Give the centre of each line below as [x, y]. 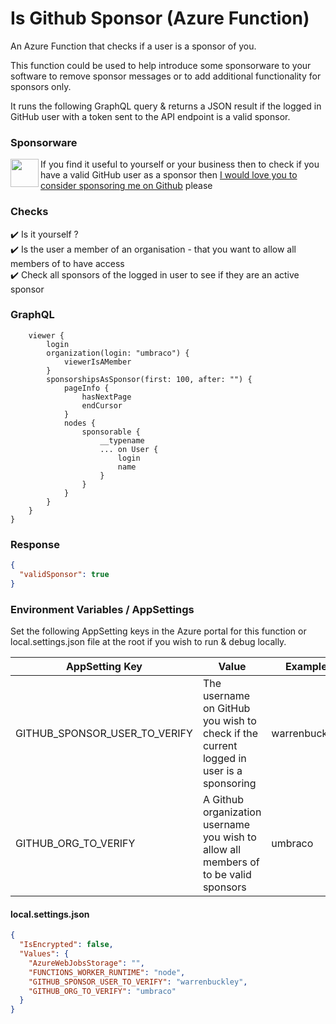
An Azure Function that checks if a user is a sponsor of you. [133, 46]
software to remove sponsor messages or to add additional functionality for [166, 76]
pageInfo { [86, 388]
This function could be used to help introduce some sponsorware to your [161, 65]
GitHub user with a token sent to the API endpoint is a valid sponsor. [150, 116]
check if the [230, 734]
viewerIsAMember [97, 362]
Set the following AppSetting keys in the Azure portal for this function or [158, 631]
